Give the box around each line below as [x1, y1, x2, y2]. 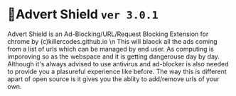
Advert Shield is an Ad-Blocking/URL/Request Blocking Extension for [7, 30, 209, 38]
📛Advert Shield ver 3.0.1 [7, 6, 159, 23]
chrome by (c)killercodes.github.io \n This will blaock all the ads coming [7, 37, 218, 45]
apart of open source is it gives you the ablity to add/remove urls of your [7, 74, 220, 83]
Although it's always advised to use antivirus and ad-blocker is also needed [7, 59, 229, 68]
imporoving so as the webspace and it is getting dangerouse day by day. [7, 52, 220, 61]
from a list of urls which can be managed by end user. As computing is [7, 44, 215, 53]
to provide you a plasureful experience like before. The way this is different [7, 67, 227, 76]
